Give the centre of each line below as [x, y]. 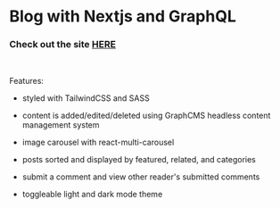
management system [61, 125]
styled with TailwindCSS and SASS [86, 98]
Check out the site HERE [62, 45]
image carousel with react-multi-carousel [98, 142]
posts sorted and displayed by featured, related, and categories [139, 160]
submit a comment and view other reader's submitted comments [141, 177]
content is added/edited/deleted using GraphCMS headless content [146, 116]
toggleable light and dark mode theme [92, 195]
